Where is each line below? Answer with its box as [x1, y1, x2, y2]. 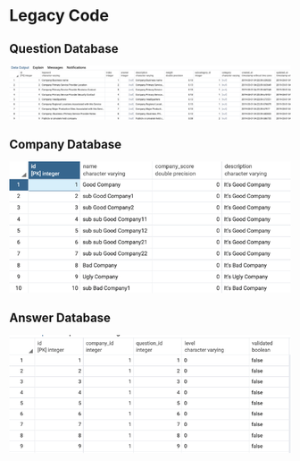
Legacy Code [9, 5, 110, 26]
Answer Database [9, 311, 112, 326]
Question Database [9, 41, 119, 56]
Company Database [9, 137, 122, 152]
